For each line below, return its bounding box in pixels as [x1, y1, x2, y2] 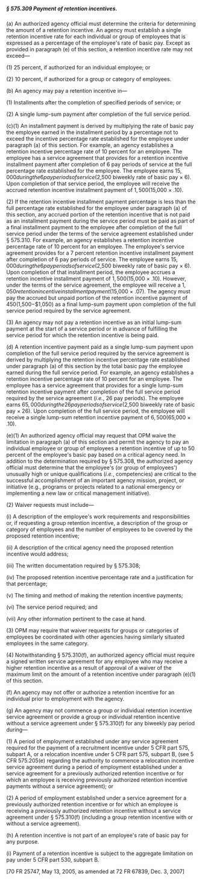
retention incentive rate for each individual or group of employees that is [6, 33, 186, 40]
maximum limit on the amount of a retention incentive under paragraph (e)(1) [6, 670, 196, 678]
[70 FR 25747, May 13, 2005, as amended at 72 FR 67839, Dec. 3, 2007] [6, 868, 185, 875]
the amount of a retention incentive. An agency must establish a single [6, 26, 181, 33]
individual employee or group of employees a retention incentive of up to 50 [6, 444, 195, 452]
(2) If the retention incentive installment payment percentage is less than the [6, 198, 196, 205]
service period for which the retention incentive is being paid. [6, 331, 159, 339]
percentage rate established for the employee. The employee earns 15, [6, 167, 182, 174]
